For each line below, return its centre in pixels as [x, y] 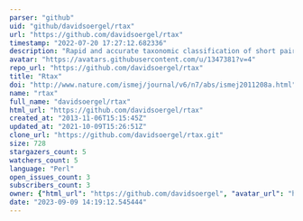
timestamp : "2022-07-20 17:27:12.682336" [88, 43]
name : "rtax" [34, 93]
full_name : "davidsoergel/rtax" [70, 101]
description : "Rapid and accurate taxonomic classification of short [143, 51]
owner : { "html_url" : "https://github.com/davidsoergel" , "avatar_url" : [147, 194]
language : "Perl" [42, 169]
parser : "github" [42, 18]
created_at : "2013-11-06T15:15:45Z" [78, 118]
